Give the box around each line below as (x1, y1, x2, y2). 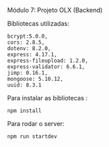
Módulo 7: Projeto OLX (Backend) (7, 6, 103, 14)
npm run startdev (7, 133, 58, 140)
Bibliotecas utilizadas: (7, 20, 69, 27)
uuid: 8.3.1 (7, 82, 42, 88)
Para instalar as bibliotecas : (7, 94, 88, 102)
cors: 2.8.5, (7, 39, 45, 46)
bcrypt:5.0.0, (7, 33, 49, 40)
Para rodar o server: (7, 120, 65, 127)
